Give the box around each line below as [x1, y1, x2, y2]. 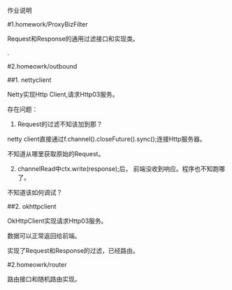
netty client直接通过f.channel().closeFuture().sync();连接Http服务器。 [7, 135, 206, 143]
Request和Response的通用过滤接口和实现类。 [7, 34, 140, 43]
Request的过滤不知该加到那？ [17, 120, 103, 128]
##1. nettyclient [7, 76, 52, 84]
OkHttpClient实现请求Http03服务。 [7, 216, 108, 225]
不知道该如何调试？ [7, 188, 63, 196]
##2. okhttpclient [7, 202, 57, 210]
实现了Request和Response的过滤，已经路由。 [7, 247, 140, 254]
